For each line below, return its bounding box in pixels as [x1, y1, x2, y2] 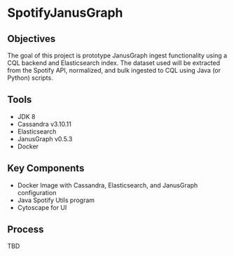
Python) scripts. [7, 73, 54, 82]
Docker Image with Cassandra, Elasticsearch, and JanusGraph [17, 180, 198, 190]
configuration [17, 188, 57, 197]
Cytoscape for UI [17, 203, 67, 211]
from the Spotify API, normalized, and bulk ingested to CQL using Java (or [7, 66, 221, 74]
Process [7, 224, 44, 236]
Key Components [7, 162, 85, 174]
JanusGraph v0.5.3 [17, 134, 73, 143]
